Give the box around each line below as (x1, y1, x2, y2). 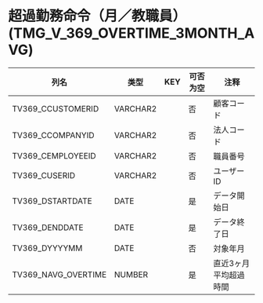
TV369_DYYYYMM (12, 243, 83, 254)
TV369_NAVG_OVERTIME (12, 268, 107, 279)
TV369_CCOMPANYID (12, 130, 95, 141)
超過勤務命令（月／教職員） (8, 7, 187, 25)
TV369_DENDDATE (12, 221, 84, 232)
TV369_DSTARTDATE (12, 195, 92, 206)
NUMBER (113, 268, 149, 279)
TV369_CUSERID (12, 170, 76, 181)
